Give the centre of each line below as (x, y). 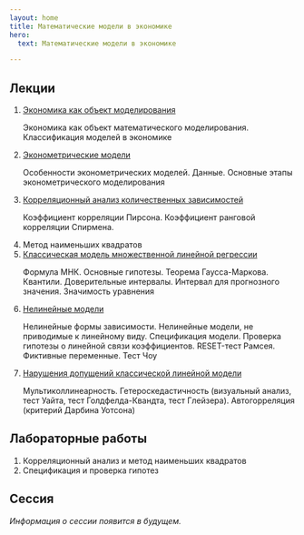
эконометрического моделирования (93, 182)
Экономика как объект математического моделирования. (136, 127)
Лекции (33, 88)
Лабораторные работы (78, 439)
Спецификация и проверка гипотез (90, 470)
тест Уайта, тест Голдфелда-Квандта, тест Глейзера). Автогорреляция (158, 400)
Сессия (32, 499)
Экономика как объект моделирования (99, 110)
